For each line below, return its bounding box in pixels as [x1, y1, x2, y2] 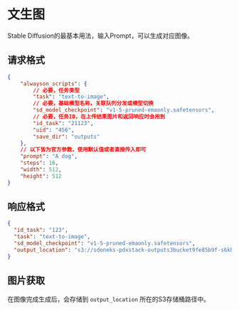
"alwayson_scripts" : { [20, 80, 87, 87]
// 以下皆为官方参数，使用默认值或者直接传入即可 [20, 146, 147, 154]
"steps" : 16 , [20, 159, 59, 167]
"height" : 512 [20, 172, 62, 180]
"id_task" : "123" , [14, 227, 69, 234]
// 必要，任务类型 [33, 87, 80, 94]
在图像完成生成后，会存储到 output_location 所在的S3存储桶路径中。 [7, 294, 210, 303]
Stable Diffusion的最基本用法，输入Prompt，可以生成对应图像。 [7, 31, 194, 40]
